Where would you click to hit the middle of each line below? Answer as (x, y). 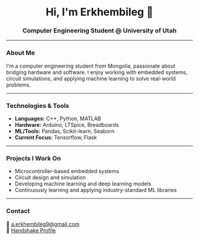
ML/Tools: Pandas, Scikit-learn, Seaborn (65, 131)
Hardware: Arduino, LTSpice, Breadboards (67, 125)
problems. (18, 85)
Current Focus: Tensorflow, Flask (56, 137)
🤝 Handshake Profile (31, 230)
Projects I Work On (33, 158)
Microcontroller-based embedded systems (67, 171)
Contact (18, 211)
